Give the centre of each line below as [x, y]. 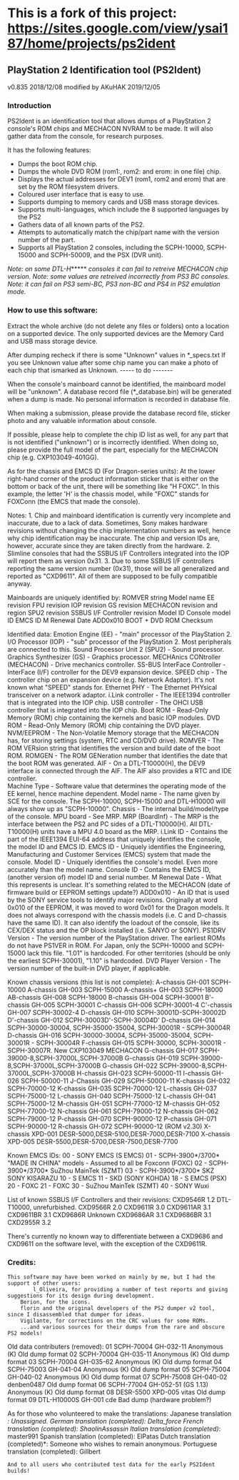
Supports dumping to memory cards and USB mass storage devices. [118, 202]
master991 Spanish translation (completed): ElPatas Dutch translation [109, 1436]
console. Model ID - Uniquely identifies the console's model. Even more [113, 862]
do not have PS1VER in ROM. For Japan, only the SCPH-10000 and [105, 945]
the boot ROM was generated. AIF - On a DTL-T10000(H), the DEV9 [106, 763]
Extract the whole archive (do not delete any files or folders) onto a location [118, 326]
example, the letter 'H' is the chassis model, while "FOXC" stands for [108, 494]
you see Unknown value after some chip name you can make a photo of [113, 362]
